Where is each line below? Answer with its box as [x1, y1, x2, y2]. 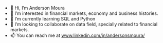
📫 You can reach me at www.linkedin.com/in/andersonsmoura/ [10, 32, 145, 38]
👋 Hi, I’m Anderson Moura [10, 5, 65, 11]
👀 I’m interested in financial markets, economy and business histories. [10, 10, 158, 16]
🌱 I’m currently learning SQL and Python [10, 16, 96, 21]
